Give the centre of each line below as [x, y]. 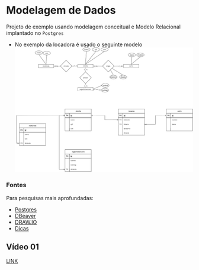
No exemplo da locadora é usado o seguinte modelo [78, 44]
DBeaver [25, 216]
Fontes [16, 185]
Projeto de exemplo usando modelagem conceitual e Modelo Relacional [93, 27]
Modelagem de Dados [61, 10]
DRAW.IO [26, 222]
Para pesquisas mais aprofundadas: [50, 198]
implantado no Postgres [35, 33]
